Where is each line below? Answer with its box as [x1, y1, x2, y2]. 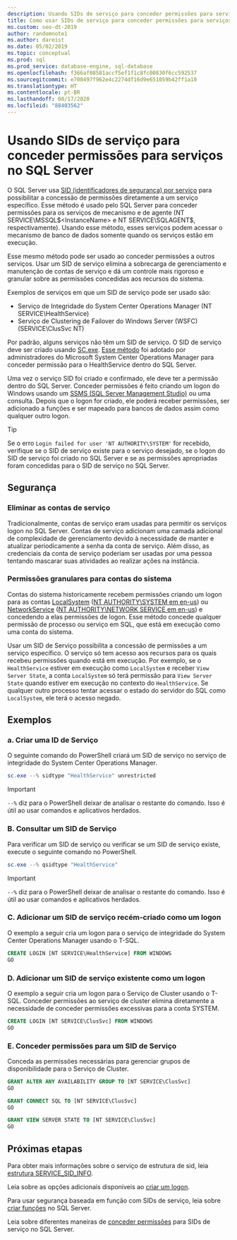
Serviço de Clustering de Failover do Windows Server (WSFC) [17, 317, 198, 325]
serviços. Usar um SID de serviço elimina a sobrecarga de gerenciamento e [7, 259, 227, 268]
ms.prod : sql [7, 56, 46, 63]
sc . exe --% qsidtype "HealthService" [7, 861, 119, 868]
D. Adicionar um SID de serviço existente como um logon [7, 973, 206, 983]
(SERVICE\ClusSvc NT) [17, 324, 85, 332]
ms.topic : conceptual [7, 50, 71, 57]
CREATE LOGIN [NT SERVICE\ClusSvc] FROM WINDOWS [7, 1017, 153, 1025]
